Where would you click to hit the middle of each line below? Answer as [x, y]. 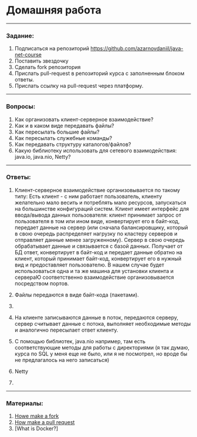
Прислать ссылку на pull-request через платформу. [79, 86]
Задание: [20, 36]
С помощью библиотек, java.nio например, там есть [80, 341]
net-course [28, 55]
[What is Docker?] [36, 429]
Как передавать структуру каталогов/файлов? [73, 144]
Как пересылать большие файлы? [57, 132]
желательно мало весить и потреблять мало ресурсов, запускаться [100, 202]
